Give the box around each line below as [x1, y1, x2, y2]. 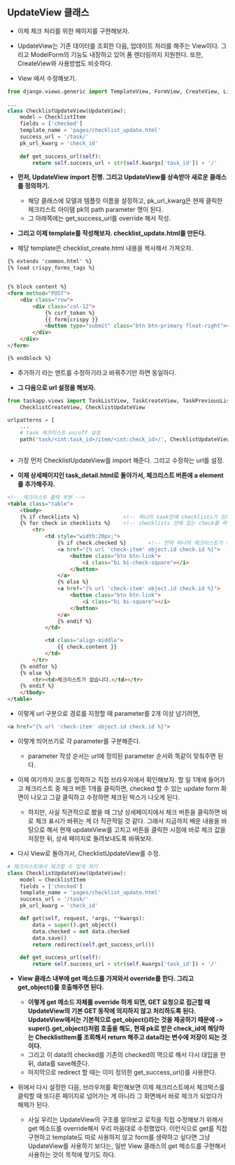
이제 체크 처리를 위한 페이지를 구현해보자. [17, 27, 130, 35]
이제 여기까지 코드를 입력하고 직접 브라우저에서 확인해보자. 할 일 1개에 [17, 775, 207, 784]
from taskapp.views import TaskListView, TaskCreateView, [7, 397, 180, 404]
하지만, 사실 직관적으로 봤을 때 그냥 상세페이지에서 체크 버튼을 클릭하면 [27, 808, 220, 816]
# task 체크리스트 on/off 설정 [20, 430, 101, 437]
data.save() [32, 934, 68, 942]
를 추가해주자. [17, 479, 56, 488]
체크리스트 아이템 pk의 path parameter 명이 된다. [27, 206, 164, 214]
